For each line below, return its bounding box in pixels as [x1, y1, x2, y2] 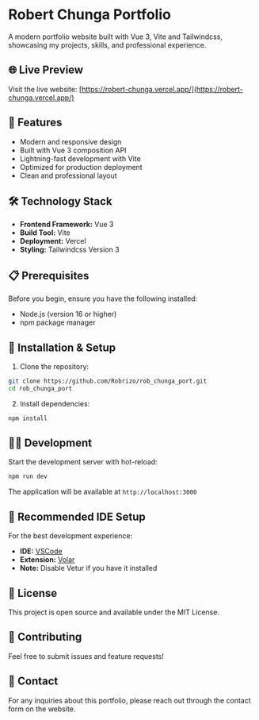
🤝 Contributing [8, 630, 82, 644]
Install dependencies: [19, 399, 90, 408]
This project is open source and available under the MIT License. [8, 607, 220, 617]
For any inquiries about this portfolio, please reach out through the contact [8, 695, 251, 705]
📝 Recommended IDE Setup [8, 510, 146, 523]
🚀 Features [8, 116, 63, 129]
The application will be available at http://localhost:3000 [8, 487, 197, 497]
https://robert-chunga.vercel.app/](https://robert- [82, 84, 243, 94]
